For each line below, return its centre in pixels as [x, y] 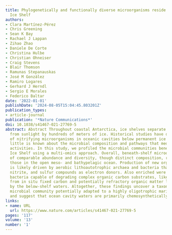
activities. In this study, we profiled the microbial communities [83, 149]
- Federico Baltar [25, 96]
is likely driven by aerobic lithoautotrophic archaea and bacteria [84, 167]
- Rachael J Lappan [26, 39]
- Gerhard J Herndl [26, 86]
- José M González [25, 77]
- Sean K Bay [19, 34]
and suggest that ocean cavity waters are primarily [67, 196]
